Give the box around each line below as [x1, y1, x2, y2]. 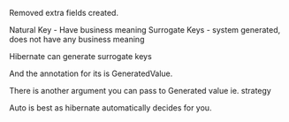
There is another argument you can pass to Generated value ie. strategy [9, 86, 271, 95]
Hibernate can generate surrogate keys [9, 51, 152, 61]
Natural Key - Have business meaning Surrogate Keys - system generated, [9, 25, 281, 34]
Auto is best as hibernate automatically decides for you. [9, 103, 212, 113]
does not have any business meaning [9, 34, 145, 44]
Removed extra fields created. [9, 8, 119, 18]
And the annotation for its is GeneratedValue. [9, 68, 173, 79]
